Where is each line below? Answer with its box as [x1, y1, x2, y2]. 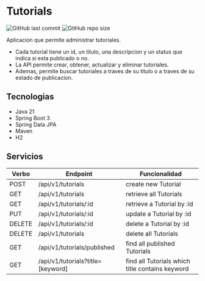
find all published [126, 239, 175, 247]
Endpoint [65, 169, 93, 178]
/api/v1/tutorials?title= [38, 257, 102, 265]
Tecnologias [6, 91, 54, 102]
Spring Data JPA [15, 121, 57, 128]
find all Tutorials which [126, 257, 190, 265]
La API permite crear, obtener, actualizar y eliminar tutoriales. [15, 61, 169, 68]
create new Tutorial [126, 180, 181, 188]
